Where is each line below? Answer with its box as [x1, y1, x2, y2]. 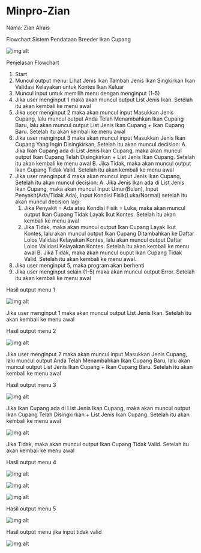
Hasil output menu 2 [6, 327, 56, 334]
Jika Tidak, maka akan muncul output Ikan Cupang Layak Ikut [23, 223, 176, 230]
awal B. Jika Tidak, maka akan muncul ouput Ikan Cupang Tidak [23, 249, 182, 256]
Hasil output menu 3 [6, 381, 56, 388]
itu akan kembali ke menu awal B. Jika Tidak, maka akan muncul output [14, 160, 191, 167]
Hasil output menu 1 [6, 286, 55, 293]
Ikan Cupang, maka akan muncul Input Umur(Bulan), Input [14, 185, 159, 193]
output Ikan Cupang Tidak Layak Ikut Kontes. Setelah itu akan [23, 211, 176, 218]
